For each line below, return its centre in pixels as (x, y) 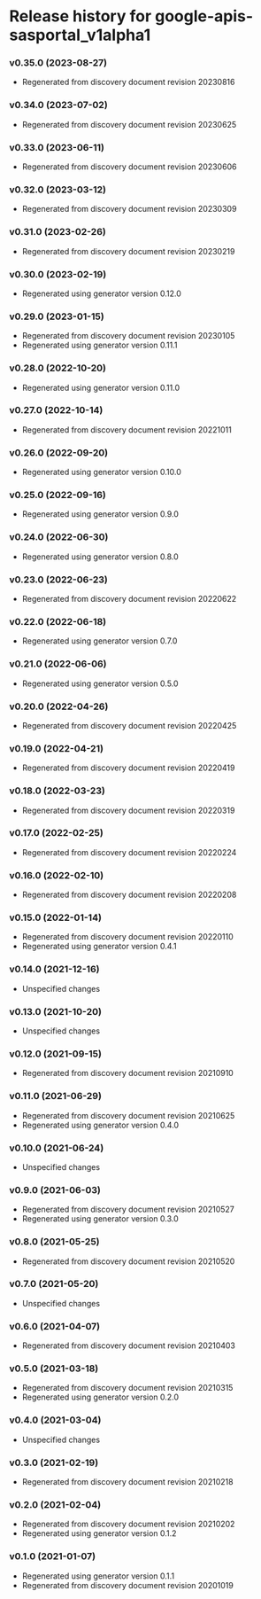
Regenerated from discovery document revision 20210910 (128, 1073)
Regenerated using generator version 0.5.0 (100, 683)
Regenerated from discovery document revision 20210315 (127, 1388)
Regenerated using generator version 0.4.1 (99, 947)
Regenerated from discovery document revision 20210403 (129, 1345)
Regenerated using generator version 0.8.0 (100, 557)
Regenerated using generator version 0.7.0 (100, 641)
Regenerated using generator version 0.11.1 (100, 345)
